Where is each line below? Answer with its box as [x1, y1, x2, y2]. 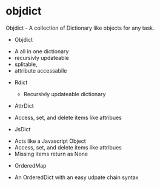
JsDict [14, 125, 31, 133]
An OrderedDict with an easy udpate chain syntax [14, 174, 139, 181]
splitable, [14, 61, 38, 68]
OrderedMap [14, 162, 47, 169]
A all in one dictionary [14, 47, 69, 55]
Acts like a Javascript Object [14, 137, 86, 145]
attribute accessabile [14, 67, 67, 74]
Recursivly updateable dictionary [23, 90, 106, 97]
